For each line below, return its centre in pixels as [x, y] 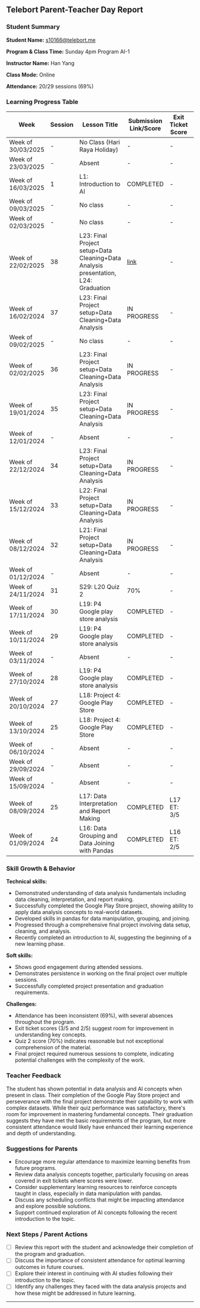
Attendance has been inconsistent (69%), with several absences [94, 1016]
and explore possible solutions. [53, 1206]
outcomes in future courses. [49, 1267]
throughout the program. [45, 1022]
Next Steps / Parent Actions [47, 1234]
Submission [145, 121]
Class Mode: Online [31, 75]
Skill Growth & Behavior [41, 868]
